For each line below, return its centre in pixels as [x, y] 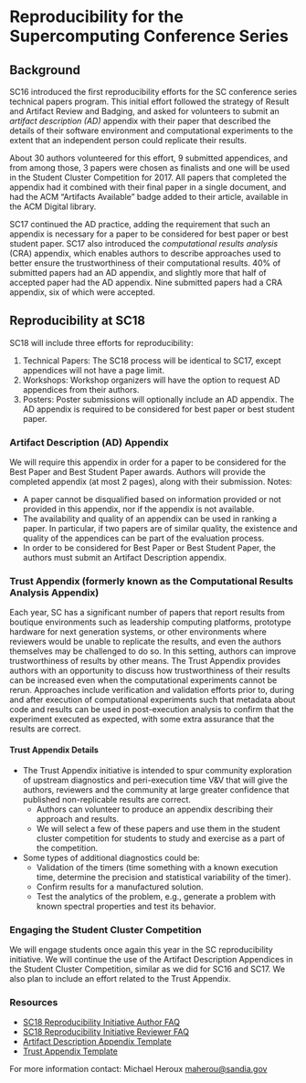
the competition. [67, 847]
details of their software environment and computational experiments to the [152, 131]
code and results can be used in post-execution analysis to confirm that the [152, 710]
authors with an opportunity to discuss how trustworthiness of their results [150, 671]
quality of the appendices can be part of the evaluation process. [143, 538]
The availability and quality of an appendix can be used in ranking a [149, 519]
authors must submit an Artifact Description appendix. [124, 558]
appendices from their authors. [81, 389]
